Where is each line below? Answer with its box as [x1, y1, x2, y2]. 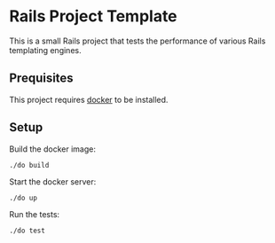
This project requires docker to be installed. [9, 94, 169, 105]
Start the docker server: [9, 176, 97, 187]
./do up [9, 193, 38, 202]
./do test [9, 226, 46, 235]
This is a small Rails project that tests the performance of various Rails [9, 35, 266, 46]
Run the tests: [9, 208, 60, 219]
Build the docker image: [9, 144, 96, 154]
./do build [9, 161, 50, 169]
